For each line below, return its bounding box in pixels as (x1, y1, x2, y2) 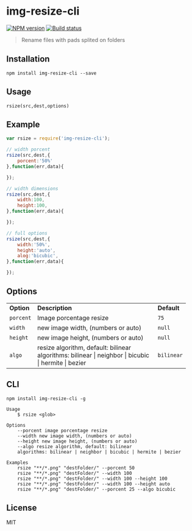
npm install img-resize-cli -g (6, 395, 86, 402)
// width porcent (6, 146, 51, 153)
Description (37, 304, 72, 312)
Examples (6, 459, 29, 466)
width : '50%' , (17, 241, 51, 248)
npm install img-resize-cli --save (6, 70, 97, 76)
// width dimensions (6, 185, 59, 191)
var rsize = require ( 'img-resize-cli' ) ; (6, 135, 111, 141)
